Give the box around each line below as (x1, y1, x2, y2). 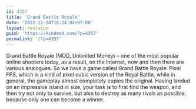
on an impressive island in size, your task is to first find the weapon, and (6, 84, 181, 90)
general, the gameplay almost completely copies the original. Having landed (6, 77, 190, 84)
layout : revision (6, 25, 49, 31)
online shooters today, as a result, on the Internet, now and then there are (6, 58, 184, 65)
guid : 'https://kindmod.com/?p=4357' (6, 31, 99, 37)
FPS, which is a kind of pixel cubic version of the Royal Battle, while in (6, 71, 175, 78)
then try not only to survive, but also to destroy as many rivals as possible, (6, 90, 187, 97)
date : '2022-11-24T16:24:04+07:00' (6, 19, 94, 25)
